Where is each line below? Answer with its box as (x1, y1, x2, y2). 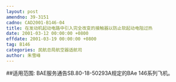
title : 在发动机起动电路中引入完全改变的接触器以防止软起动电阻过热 (6, 25, 153, 31)
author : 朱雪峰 (6, 53, 41, 58)
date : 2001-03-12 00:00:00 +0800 (6, 31, 89, 37)
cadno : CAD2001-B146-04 (6, 19, 65, 25)
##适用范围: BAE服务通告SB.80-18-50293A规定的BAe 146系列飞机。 (6, 69, 174, 77)
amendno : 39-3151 (6, 14, 49, 20)
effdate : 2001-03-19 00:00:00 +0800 (6, 36, 97, 42)
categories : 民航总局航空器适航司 (6, 47, 82, 53)
